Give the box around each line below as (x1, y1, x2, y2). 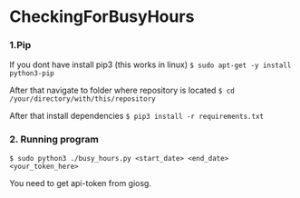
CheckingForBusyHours (9, 6, 195, 27)
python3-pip (9, 69, 54, 78)
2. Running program (9, 134, 100, 146)
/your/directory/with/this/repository (9, 94, 156, 104)
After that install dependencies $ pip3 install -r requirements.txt (9, 111, 265, 122)
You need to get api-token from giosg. (9, 177, 152, 188)
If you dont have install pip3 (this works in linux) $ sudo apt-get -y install (9, 59, 292, 70)
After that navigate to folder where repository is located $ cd (9, 84, 236, 96)
